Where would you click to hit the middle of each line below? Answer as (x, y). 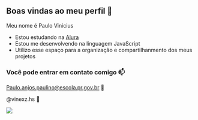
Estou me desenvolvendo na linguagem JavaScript (77, 43)
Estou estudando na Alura (47, 37)
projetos (25, 56)
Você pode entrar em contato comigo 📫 (65, 72)
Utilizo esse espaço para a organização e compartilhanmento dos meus (103, 50)
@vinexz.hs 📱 (23, 99)
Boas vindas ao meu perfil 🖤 (59, 11)
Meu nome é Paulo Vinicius (40, 25)
